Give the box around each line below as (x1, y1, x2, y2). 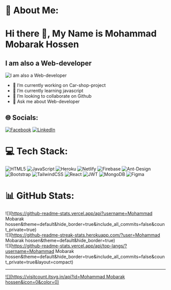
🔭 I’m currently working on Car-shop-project (12, 82, 106, 89)
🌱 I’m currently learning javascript (12, 88, 83, 94)
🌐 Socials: (5, 113, 39, 122)
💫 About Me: (5, 5, 59, 16)
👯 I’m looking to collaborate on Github (12, 93, 92, 99)
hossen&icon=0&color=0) (5, 279, 60, 285)
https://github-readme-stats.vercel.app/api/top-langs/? (11, 243, 127, 249)
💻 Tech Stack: (5, 146, 68, 157)
